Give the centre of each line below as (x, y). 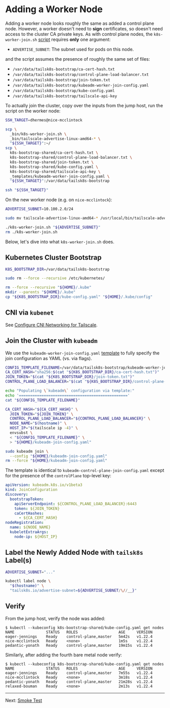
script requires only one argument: (74, 39)
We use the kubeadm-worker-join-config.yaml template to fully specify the (82, 353)
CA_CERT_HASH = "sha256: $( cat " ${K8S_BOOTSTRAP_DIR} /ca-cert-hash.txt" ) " (82, 372)
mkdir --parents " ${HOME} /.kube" (40, 292)
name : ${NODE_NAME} (30, 527)
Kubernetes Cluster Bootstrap (54, 258)
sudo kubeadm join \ (27, 451)
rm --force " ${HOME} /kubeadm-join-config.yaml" (56, 461)
